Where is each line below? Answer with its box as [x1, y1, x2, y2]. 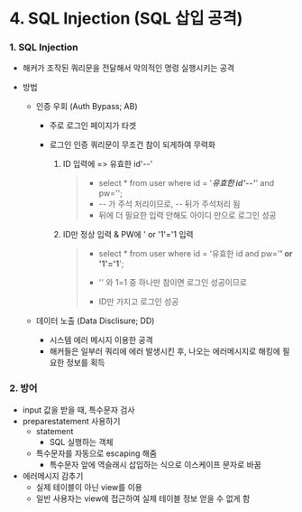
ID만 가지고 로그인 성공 [98, 296, 179, 307]
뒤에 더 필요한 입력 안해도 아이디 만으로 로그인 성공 [98, 209, 277, 221]
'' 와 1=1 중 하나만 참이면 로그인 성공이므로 [98, 277, 248, 288]
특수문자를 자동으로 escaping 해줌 [35, 448, 158, 459]
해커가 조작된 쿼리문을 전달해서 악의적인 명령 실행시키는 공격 [22, 62, 235, 73]
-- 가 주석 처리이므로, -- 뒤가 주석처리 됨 [98, 199, 241, 209]
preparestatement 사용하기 [22, 415, 121, 426]
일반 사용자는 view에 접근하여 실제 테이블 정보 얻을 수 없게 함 [35, 493, 251, 504]
